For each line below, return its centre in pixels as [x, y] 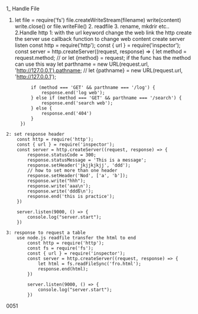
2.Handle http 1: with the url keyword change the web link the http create [103, 33]
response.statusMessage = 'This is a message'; [87, 160]
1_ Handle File [23, 9]
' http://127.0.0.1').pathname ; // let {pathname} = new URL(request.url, [99, 70]
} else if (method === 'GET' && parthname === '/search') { [106, 98]
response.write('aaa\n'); [59, 186]
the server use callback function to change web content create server [100, 39]
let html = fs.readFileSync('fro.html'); [90, 264]
